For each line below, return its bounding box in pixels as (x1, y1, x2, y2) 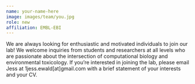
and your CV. (6, 71, 37, 78)
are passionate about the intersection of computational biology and (6, 53, 168, 60)
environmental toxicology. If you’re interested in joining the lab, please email (6, 59, 189, 66)
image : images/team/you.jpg (6, 14, 75, 20)
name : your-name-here (6, 8, 59, 14)
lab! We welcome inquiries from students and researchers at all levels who (6, 47, 186, 54)
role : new (6, 19, 30, 25)
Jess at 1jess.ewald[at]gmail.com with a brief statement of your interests (6, 65, 181, 72)
